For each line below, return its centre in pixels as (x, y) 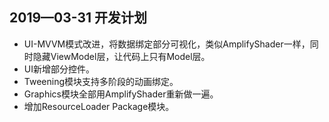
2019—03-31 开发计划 (78, 18)
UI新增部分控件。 (59, 69)
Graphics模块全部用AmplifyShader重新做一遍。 (121, 94)
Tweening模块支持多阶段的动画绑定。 (101, 81)
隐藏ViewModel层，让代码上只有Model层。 (121, 56)
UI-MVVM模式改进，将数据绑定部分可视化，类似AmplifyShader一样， (167, 44)
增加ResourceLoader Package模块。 (99, 106)
